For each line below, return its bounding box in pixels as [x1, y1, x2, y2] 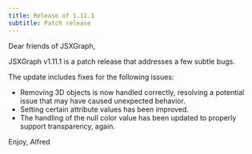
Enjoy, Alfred [8, 136, 50, 146]
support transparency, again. [19, 121, 116, 131]
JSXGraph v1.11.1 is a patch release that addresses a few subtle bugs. [8, 57, 236, 66]
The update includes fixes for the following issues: [8, 72, 174, 81]
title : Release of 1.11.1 [8, 11, 94, 20]
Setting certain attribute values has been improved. [19, 105, 190, 114]
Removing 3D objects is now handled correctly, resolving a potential [19, 87, 245, 97]
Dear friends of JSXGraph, [8, 41, 96, 50]
